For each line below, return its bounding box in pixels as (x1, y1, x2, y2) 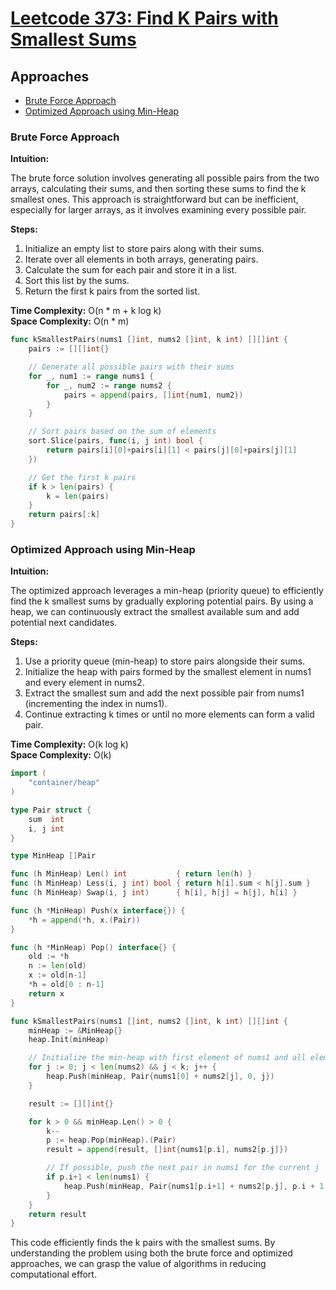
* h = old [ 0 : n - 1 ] (28, 980, 105, 990)
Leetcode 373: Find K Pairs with (10, 7, 279, 30)
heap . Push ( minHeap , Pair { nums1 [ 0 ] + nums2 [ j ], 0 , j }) (46, 1072, 275, 1082)
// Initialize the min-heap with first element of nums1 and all (28, 1053, 307, 1063)
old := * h (28, 952, 70, 962)
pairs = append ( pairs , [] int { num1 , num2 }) (63, 390, 244, 400)
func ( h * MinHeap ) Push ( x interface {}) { (10, 905, 186, 916)
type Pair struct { (10, 805, 92, 815)
